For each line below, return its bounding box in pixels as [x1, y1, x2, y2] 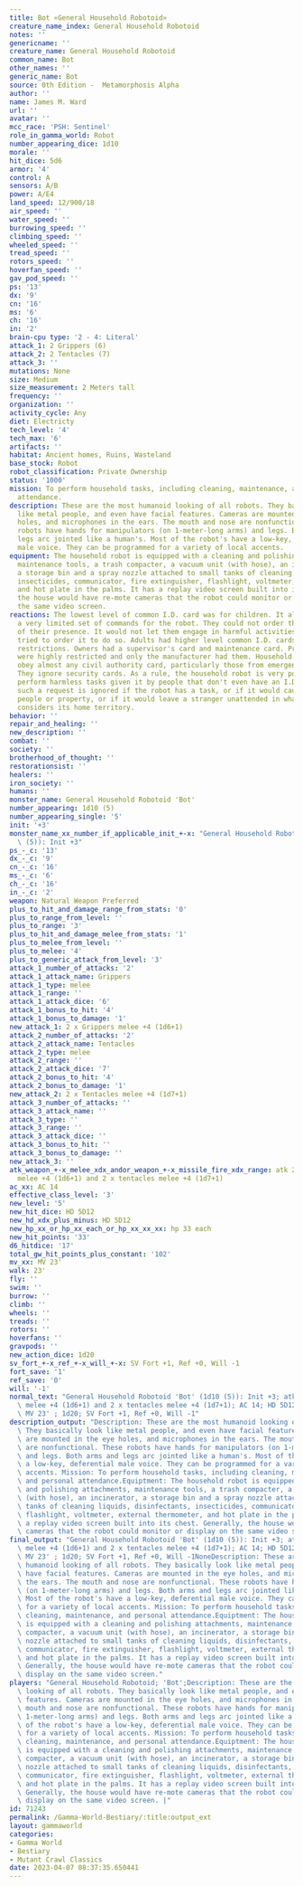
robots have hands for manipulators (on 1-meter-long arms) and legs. [17, 526, 289, 535]
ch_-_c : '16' [9, 879, 59, 888]
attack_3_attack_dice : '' [9, 1132, 106, 1141]
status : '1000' [9, 476, 67, 485]
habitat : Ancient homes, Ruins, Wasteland [9, 450, 171, 460]
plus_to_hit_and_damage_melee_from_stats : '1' [9, 930, 188, 939]
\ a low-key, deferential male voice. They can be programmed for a [17, 1460, 280, 1469]
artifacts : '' [9, 442, 63, 451]
